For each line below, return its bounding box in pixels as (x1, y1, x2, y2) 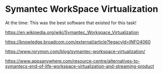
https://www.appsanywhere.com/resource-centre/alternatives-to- (5, 58, 140, 64)
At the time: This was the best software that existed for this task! (5, 20, 137, 26)
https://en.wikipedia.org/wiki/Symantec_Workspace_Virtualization (5, 29, 139, 35)
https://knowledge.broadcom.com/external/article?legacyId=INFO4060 (5, 38, 151, 45)
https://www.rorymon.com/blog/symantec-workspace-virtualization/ (5, 48, 145, 54)
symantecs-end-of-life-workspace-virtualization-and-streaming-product (5, 63, 155, 69)
